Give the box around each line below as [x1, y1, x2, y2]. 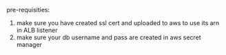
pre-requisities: [6, 6, 50, 14]
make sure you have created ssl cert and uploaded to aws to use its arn [16, 19, 220, 26]
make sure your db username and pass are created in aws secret [16, 33, 201, 41]
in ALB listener [16, 26, 58, 34]
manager [16, 41, 43, 48]
